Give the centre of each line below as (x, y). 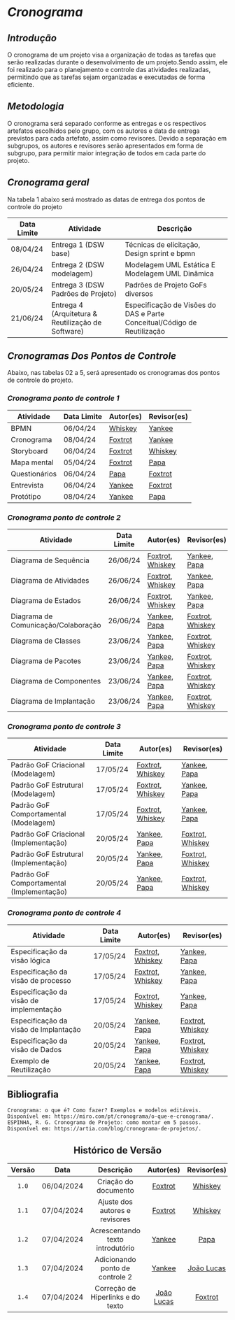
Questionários (34, 474)
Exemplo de (30, 1060)
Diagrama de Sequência (50, 560)
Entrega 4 (67, 305)
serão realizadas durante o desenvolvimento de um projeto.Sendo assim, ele (117, 62)
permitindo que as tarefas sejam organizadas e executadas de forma (106, 77)
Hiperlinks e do (115, 1297)
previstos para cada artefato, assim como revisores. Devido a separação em (117, 138)
